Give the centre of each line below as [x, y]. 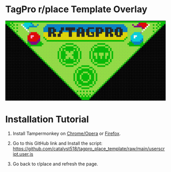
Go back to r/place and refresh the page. [55, 164]
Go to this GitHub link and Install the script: [58, 143]
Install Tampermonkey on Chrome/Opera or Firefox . [67, 133]
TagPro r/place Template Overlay [76, 9]
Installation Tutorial [47, 119]
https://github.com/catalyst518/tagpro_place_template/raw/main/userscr [89, 149]
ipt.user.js [23, 154]
